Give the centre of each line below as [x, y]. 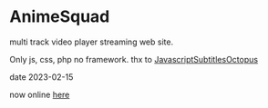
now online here [40, 94]
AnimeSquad [60, 17]
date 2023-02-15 [41, 77]
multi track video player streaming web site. [92, 42]
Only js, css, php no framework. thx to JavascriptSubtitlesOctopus [134, 59]
